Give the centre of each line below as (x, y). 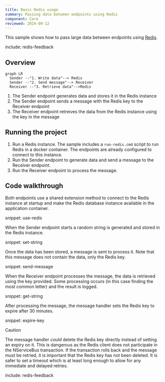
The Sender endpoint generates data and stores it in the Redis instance (84, 96)
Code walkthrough (34, 186)
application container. (27, 208)
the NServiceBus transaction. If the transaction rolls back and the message (81, 350)
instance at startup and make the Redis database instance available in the (80, 203)
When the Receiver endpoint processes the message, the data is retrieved (80, 276)
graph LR (14, 74)
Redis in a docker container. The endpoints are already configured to (82, 149)
